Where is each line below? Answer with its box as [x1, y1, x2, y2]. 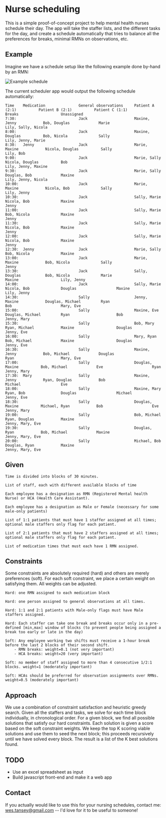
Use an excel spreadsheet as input [12, 769, 83, 775]
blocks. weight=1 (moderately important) [5, 665, 92, 670]
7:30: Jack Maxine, [5, 116, 150, 121]
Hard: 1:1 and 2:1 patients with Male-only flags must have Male [5, 608, 143, 613]
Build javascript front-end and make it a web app [12, 774, 112, 780]
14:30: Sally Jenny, [5, 295, 148, 300]
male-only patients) [5, 509, 48, 514]
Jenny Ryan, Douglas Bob [5, 377, 106, 382]
